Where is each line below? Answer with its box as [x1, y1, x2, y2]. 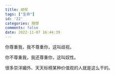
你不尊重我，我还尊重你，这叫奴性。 [5, 54, 79, 60]
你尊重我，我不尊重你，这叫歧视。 [5, 44, 74, 50]
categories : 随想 [5, 21, 39, 26]
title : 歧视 [5, 7, 28, 12]
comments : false [5, 25, 38, 30]
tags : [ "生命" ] [5, 12, 35, 17]
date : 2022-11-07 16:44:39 [5, 30, 60, 35]
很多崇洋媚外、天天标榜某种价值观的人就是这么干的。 [5, 65, 113, 71]
